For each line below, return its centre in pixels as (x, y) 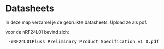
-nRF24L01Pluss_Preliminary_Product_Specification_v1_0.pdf (84, 41)
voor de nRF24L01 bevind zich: (37, 32)
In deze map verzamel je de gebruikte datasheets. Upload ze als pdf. (76, 22)
